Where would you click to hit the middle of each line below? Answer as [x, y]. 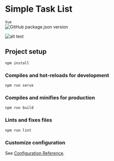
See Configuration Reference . [35, 153]
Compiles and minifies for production [50, 97]
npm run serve [19, 86]
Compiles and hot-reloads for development [57, 75]
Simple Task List [39, 9]
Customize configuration [35, 142]
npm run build [19, 108]
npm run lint [18, 130]
